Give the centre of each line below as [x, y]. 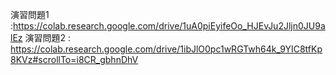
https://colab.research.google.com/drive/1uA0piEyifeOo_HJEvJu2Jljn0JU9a [169, 26]
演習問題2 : [47, 37]
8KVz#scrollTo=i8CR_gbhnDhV [74, 59]
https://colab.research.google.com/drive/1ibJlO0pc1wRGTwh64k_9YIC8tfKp [166, 49]
